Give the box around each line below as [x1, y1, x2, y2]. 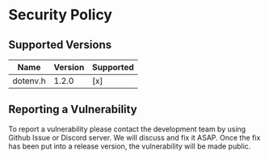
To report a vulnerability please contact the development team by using [8, 123, 246, 134]
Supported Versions [8, 38, 111, 52]
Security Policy [8, 6, 113, 24]
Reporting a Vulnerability [8, 103, 137, 116]
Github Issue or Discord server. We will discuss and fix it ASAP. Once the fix [8, 132, 261, 142]
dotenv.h [12, 75, 46, 86]
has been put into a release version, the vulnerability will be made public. [8, 141, 251, 151]
